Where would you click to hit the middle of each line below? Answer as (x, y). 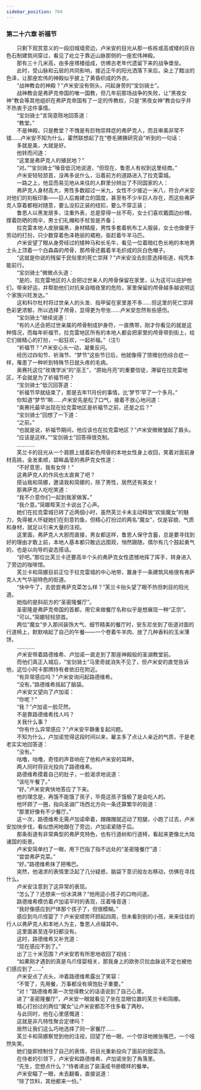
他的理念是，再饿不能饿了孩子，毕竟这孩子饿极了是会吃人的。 (92, 797)
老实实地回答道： (27, 744)
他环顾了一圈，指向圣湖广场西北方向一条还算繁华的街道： (87, 804)
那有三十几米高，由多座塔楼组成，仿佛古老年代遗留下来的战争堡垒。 (100, 63)
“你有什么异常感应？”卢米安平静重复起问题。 (71, 729)
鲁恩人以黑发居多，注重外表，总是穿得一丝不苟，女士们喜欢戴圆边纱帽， (106, 213)
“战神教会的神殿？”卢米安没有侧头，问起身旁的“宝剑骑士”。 (89, 85)
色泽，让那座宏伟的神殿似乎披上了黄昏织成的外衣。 (69, 78)
